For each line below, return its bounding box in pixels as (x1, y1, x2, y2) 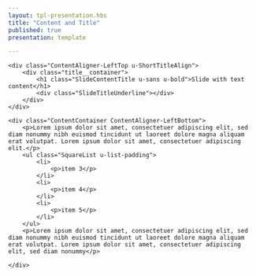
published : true (8, 26, 61, 34)
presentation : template (8, 33, 87, 42)
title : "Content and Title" (8, 19, 101, 27)
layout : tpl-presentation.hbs (8, 11, 108, 20)
